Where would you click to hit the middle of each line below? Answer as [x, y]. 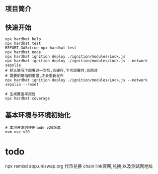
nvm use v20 [17, 132]
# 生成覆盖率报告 [20, 94]
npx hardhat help [23, 39]
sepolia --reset [22, 85]
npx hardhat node [23, 52]
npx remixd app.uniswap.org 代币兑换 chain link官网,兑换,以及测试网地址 [79, 166]
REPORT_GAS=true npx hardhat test [41, 48]
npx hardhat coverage [28, 98]
